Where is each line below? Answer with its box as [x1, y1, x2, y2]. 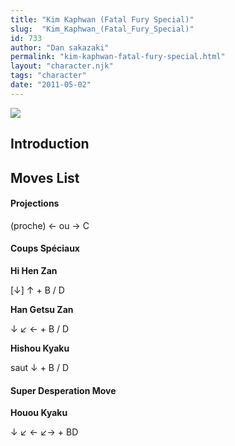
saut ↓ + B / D [10, 361, 70, 373]
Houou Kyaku [10, 407, 68, 419]
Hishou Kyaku [10, 342, 70, 354]
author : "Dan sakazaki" [10, 42, 110, 53]
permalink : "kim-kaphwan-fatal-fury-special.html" [10, 52, 226, 62]
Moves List [10, 169, 80, 186]
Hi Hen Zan [10, 264, 58, 276]
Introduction [10, 136, 90, 153]
